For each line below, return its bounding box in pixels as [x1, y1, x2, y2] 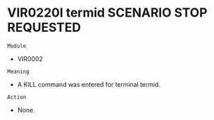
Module [7, 42, 26, 49]
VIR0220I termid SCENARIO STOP [7, 5, 208, 21]
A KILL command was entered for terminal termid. [17, 80, 161, 88]
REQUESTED [7, 19, 82, 35]
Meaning [7, 68, 30, 75]
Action [7, 94, 26, 101]
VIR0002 [17, 54, 43, 63]
